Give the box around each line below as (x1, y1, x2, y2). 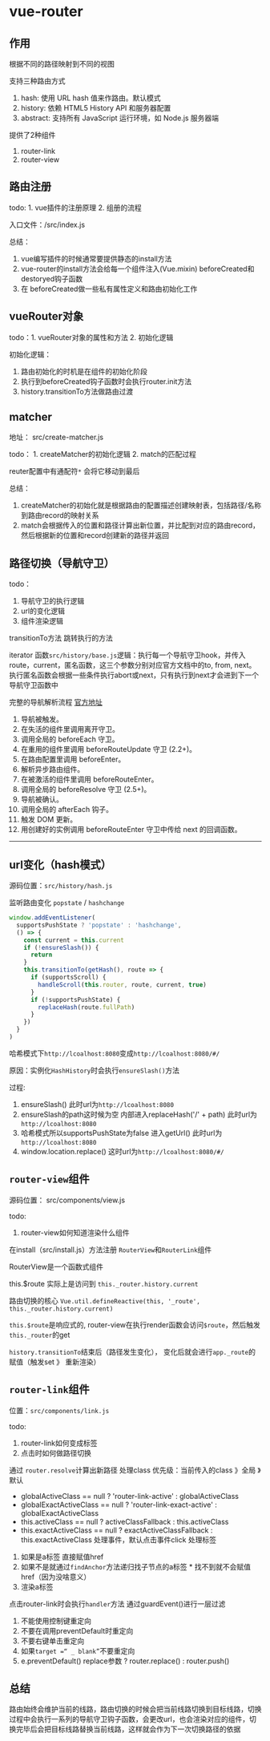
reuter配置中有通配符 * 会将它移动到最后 (9, 467, 140, 476)
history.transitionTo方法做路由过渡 (20, 386, 134, 396)
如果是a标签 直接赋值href (20, 1552, 104, 1561)
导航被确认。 (20, 794, 63, 804)
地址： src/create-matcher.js (9, 432, 103, 442)
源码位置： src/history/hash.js (9, 881, 113, 891)
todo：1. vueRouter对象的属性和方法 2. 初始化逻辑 (9, 332, 174, 342)
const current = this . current (23, 936, 125, 944)
